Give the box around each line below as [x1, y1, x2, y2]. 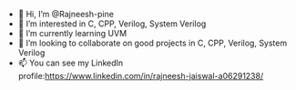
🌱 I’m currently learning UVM [17, 28, 128, 38]
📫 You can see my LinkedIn [17, 57, 124, 68]
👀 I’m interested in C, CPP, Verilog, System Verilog [17, 18, 207, 29]
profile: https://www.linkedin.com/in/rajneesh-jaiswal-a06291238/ [17, 71, 264, 81]
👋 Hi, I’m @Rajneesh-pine [17, 9, 114, 19]
